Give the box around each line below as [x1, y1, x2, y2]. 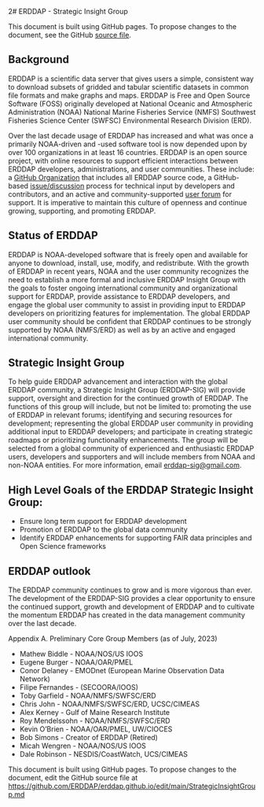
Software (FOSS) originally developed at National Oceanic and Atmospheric [8, 98, 253, 109]
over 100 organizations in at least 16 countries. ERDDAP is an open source [8, 147, 247, 157]
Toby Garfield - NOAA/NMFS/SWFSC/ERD [19, 691, 156, 701]
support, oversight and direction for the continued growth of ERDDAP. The [8, 393, 249, 403]
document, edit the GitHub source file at [8, 773, 138, 783]
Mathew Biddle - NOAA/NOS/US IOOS [19, 649, 144, 659]
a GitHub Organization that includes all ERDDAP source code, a [8, 172, 212, 182]
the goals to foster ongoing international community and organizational [8, 283, 238, 293]
